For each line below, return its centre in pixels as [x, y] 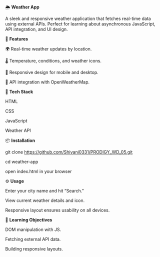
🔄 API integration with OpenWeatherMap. [47, 82]
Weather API [18, 130]
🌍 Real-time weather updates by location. [48, 49]
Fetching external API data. [33, 239]
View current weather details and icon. [45, 200]
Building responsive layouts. [34, 249]
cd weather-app [22, 162]
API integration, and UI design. [37, 29]
